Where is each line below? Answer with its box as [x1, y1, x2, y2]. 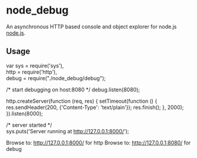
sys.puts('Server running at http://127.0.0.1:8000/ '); [6, 127, 129, 134]
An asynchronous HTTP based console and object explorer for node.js [6, 23, 177, 30]
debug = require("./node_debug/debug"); [6, 74, 106, 81]
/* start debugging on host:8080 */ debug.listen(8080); [6, 86, 140, 93]
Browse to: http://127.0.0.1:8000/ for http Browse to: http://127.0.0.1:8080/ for [6, 139, 191, 146]
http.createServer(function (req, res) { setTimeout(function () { [6, 97, 158, 104]
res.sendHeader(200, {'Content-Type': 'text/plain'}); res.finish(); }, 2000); [6, 104, 184, 111]
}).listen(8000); [6, 110, 43, 117]
